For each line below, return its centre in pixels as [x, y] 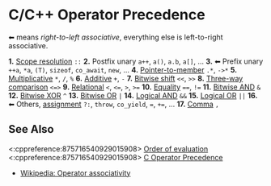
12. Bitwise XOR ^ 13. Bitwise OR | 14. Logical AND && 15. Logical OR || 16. [133, 95]
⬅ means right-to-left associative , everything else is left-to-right [116, 37]
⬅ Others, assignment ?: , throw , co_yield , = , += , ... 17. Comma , [114, 104]
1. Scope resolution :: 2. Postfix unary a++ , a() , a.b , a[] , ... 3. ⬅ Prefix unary [136, 61]
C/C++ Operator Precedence [107, 15]
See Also [31, 129]
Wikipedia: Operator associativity [75, 173]
